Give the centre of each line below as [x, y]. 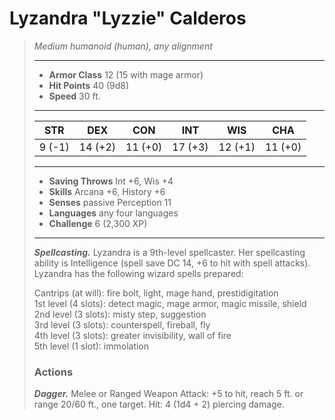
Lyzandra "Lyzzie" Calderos [128, 18]
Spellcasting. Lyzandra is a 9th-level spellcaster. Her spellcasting [169, 252]
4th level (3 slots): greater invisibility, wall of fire [132, 335]
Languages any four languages [113, 213]
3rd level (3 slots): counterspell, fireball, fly [122, 324]
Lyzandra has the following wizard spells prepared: [138, 273]
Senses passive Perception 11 [110, 202]
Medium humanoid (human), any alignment [123, 46]
